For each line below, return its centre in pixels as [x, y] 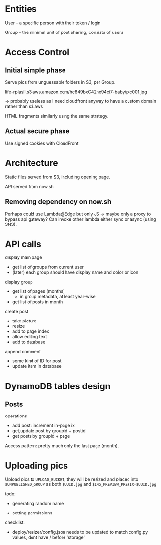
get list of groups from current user [48, 267]
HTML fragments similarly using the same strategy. [57, 116]
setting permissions [32, 513]
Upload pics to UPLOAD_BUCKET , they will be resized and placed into [72, 479]
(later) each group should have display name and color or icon [75, 272]
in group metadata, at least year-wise [57, 297]
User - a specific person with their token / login [53, 23]
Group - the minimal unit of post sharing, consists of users [64, 32]
